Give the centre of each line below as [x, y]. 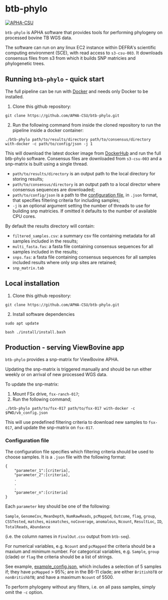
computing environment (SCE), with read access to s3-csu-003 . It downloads [84, 53]
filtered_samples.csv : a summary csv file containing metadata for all [84, 235]
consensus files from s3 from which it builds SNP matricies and [70, 58]
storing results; [28, 179]
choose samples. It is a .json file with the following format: [66, 457]
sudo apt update [22, 323]
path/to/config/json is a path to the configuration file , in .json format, [85, 195]
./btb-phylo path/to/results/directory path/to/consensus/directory [78, 139]
